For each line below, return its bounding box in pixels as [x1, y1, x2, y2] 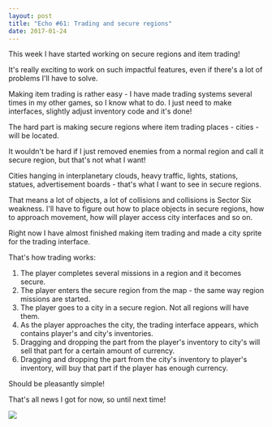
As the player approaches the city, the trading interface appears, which [19, 320, 259, 330]
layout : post [8, 11, 53, 20]
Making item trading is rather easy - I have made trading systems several [8, 89, 253, 99]
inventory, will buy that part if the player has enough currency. [19, 363, 229, 373]
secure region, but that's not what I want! [8, 155, 146, 165]
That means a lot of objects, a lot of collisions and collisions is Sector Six [8, 196, 252, 205]
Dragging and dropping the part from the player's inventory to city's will [19, 338, 261, 347]
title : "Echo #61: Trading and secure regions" [8, 19, 173, 28]
